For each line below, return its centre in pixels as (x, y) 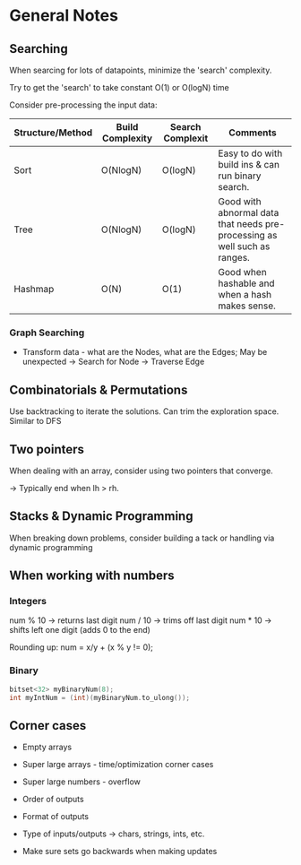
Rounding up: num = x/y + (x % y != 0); (82, 647)
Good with (240, 201)
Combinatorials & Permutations (99, 389)
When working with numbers (92, 576)
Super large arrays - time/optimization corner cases (118, 765)
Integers (28, 601)
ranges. (234, 258)
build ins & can (249, 164)
